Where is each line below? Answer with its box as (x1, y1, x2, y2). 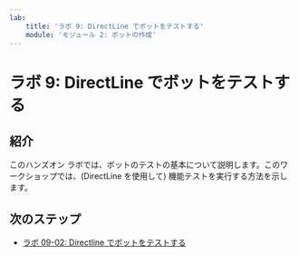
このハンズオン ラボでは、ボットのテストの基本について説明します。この (9, 160, 281, 171)
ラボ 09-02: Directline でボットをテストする (22, 237, 187, 248)
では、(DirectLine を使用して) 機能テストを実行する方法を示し (56, 171, 288, 182)
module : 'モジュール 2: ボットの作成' (25, 30, 157, 39)
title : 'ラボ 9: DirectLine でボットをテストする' (25, 22, 205, 31)
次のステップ (9, 211, 82, 227)
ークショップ (9, 171, 57, 182)
